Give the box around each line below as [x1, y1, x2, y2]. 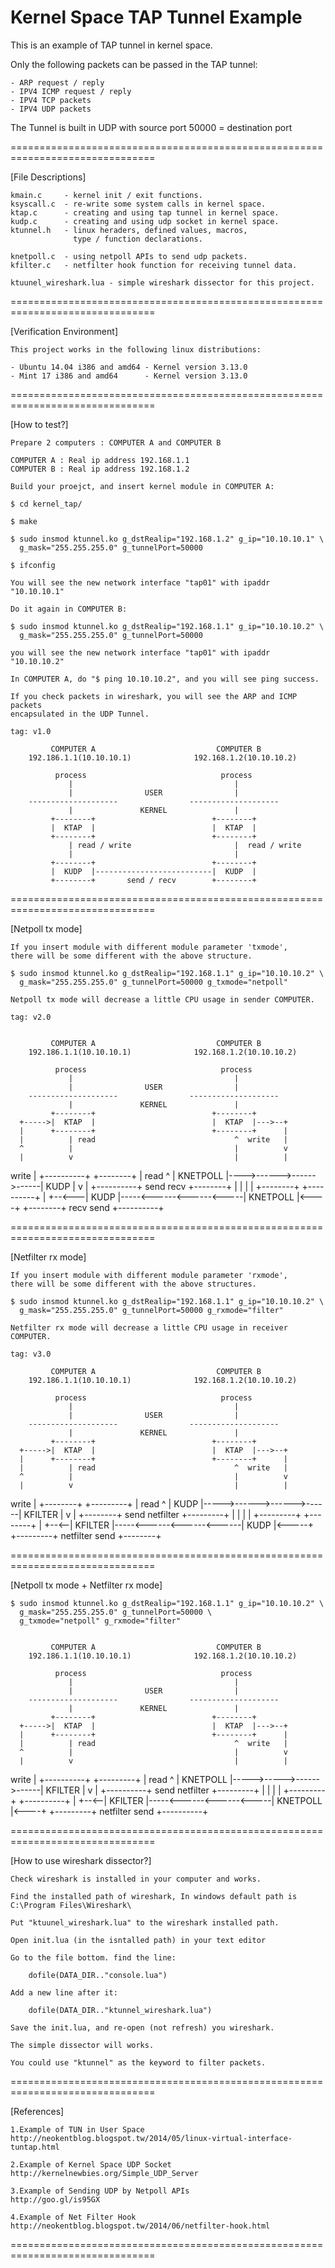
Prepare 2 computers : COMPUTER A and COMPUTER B [10, 437, 222, 448]
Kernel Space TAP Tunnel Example [10, 6, 303, 29]
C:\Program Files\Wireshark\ [10, 1900, 132, 1910]
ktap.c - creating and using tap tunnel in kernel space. [10, 207, 280, 218]
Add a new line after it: [10, 1987, 118, 1998]
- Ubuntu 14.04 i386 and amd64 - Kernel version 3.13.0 [10, 362, 248, 372]
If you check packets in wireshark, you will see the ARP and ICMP [10, 691, 298, 701]
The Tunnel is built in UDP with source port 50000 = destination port [10, 121, 293, 133]
